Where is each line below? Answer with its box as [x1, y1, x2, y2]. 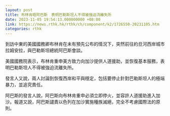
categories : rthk [5, 26, 42, 32]
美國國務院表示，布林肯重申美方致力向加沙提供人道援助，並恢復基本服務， [5, 58, 160, 64]
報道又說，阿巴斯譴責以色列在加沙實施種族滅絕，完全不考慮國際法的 [14, 99, 156, 105]
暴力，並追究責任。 [5, 82, 46, 88]
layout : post [5, 7, 33, 13]
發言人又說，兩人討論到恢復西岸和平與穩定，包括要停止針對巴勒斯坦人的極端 [5, 75, 165, 81]
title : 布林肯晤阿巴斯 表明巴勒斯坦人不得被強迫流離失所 [5, 12, 112, 17]
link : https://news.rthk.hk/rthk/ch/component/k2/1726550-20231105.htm [5, 21, 159, 27]
